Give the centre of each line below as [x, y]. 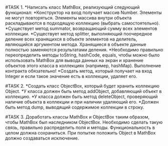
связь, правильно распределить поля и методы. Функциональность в [80, 127]
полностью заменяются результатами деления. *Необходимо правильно [84, 50]
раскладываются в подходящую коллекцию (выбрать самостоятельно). [82, 23]
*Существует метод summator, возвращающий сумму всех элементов [81, 28]
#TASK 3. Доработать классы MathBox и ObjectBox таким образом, [77, 117]
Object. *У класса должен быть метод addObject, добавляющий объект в [83, 91]
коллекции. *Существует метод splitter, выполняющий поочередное [79, 34]
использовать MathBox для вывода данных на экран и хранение [74, 60]
